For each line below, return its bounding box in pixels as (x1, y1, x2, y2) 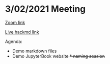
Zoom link (5, 20, 26, 25)
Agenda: (5, 38, 23, 44)
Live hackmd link (5, 29, 39, 35)
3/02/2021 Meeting (5, 3, 86, 15)
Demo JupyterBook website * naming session (12, 53, 105, 59)
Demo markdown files (12, 48, 57, 54)
